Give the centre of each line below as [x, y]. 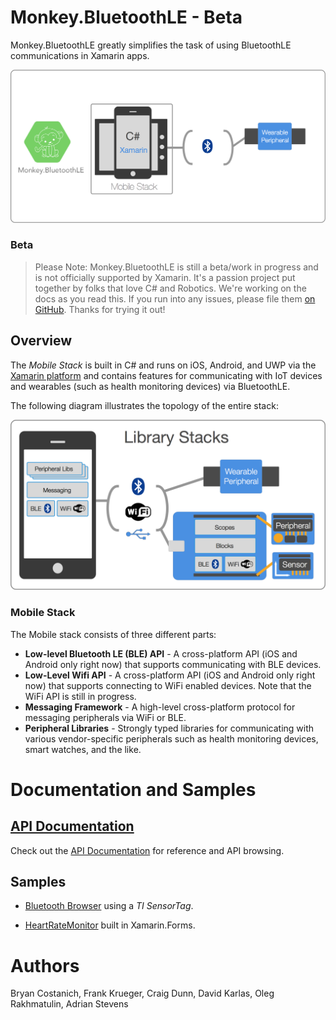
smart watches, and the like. [83, 749]
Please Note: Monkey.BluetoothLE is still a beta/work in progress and [176, 267]
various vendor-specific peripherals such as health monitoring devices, [171, 738]
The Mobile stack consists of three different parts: [113, 634]
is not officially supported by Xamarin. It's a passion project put [165, 277]
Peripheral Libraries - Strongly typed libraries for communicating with [169, 728]
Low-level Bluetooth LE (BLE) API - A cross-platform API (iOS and [161, 653]
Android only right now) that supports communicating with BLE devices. [173, 664]
